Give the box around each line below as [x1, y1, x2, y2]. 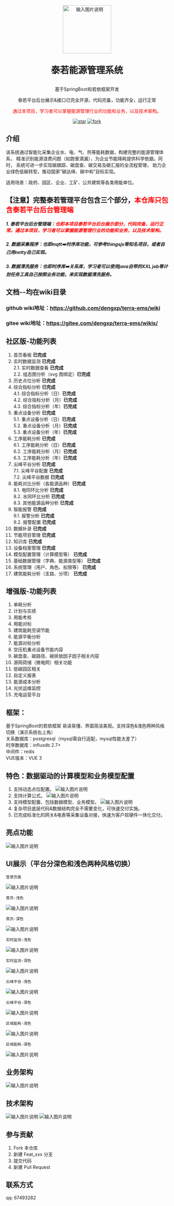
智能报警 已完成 [13, 506, 47, 512]
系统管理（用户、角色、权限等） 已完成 [13, 564, 96, 570]
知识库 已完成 [13, 538, 42, 545]
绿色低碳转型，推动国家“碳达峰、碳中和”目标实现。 [10, 168, 118, 174]
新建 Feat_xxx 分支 [13, 1151, 53, 1158]
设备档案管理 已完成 [13, 545, 56, 551]
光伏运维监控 [13, 685, 41, 691]
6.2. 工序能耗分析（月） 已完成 [13, 448, 77, 455]
